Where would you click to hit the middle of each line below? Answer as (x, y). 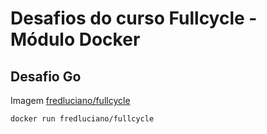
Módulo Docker (75, 39)
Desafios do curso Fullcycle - (134, 18)
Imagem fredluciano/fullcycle (70, 100)
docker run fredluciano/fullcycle (82, 119)
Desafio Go (46, 76)
